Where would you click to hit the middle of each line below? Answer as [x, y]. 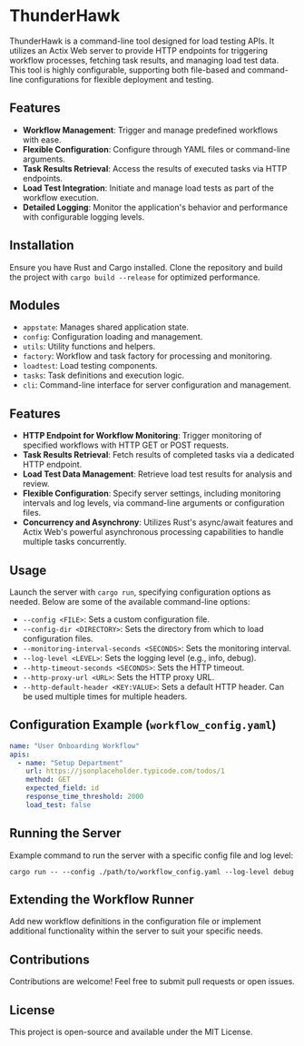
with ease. [42, 139]
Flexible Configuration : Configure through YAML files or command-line [156, 149]
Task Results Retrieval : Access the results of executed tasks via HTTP [155, 168]
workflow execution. [60, 197]
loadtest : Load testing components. [90, 366]
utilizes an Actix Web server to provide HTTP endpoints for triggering [139, 50]
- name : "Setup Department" [71, 763]
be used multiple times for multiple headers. [105, 696]
